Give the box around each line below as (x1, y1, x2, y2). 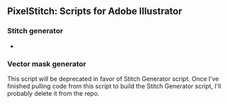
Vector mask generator (7, 59, 86, 68)
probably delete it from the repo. (7, 89, 100, 97)
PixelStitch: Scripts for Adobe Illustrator (7, 6, 182, 17)
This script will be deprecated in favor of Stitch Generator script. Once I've (7, 74, 220, 83)
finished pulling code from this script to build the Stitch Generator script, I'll (7, 82, 221, 90)
